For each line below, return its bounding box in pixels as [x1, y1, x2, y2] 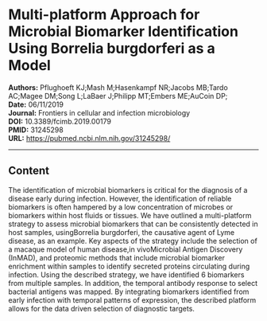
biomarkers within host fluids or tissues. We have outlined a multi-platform [8, 210, 252, 220]
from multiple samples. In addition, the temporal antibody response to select [8, 278, 258, 288]
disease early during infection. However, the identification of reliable [8, 194, 232, 203]
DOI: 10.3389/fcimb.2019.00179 [8, 116, 111, 126]
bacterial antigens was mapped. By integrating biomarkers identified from [8, 287, 250, 296]
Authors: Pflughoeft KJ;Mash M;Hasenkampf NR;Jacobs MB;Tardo [8, 82, 228, 92]
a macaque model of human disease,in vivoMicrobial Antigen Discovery [8, 245, 243, 254]
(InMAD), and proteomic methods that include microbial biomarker [8, 252, 225, 262]
